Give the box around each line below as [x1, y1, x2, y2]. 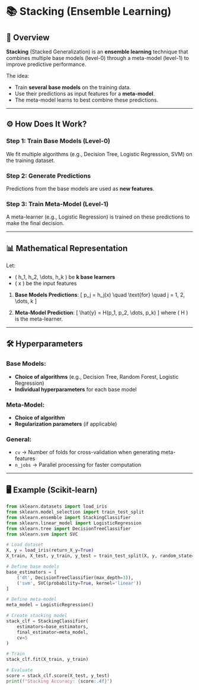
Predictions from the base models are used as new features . [6, 185, 155, 192]
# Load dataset [6, 542, 44, 548]
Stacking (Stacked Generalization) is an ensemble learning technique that [6, 48, 188, 55]
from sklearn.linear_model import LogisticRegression [6, 520, 142, 526]
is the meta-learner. [14, 315, 63, 322]
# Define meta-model [6, 596, 57, 603]
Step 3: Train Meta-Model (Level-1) [6, 200, 109, 208]
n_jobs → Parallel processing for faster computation [14, 461, 142, 469]
